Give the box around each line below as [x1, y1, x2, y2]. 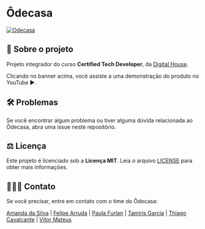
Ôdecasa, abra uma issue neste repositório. [6, 123, 116, 130]
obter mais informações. [6, 163, 69, 171]
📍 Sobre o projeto [6, 44, 73, 54]
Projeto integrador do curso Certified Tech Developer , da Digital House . [6, 60, 188, 67]
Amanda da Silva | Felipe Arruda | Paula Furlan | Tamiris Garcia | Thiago [6, 209, 187, 217]
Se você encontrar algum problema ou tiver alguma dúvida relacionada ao [6, 116, 193, 124]
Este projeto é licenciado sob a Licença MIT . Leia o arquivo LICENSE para [6, 157, 193, 165]
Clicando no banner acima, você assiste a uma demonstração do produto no [6, 72, 199, 80]
